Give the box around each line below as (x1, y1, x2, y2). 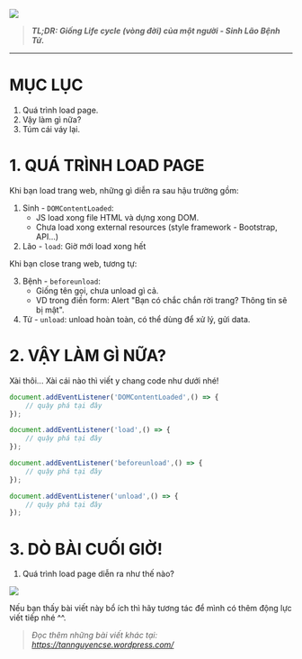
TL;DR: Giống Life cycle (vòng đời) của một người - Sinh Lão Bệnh (31, 25, 280, 36)
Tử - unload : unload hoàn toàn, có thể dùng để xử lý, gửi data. (22, 313, 251, 324)
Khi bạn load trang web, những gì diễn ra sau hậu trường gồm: (9, 185, 240, 195)
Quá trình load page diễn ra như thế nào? (22, 568, 175, 580)
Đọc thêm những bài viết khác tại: (31, 630, 158, 641)
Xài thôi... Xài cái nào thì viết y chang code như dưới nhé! (9, 375, 219, 386)
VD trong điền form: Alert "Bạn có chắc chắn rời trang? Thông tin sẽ (35, 294, 288, 305)
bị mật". (35, 304, 65, 315)
